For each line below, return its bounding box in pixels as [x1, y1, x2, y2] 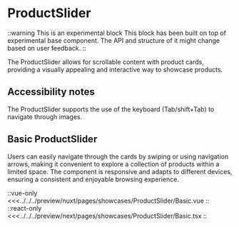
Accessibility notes [7, 86, 95, 98]
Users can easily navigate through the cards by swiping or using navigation [7, 152, 229, 161]
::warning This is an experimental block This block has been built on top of [7, 29, 227, 37]
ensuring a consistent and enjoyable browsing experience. [7, 175, 180, 183]
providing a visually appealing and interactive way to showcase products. [7, 65, 223, 74]
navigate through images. [7, 112, 83, 121]
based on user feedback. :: [7, 44, 87, 52]
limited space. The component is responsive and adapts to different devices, [7, 167, 233, 176]
